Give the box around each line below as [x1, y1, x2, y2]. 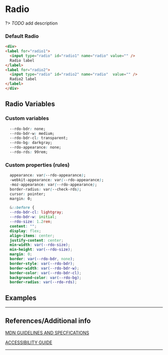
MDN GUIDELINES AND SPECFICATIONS [5, 329, 89, 335]
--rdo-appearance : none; [9, 145, 61, 150]
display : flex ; [9, 228, 41, 234]
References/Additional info [5, 316, 91, 325]
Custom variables [5, 115, 49, 122]
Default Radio [5, 33, 39, 40]
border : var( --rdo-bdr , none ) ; [9, 257, 75, 262]
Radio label [9, 58, 35, 63]
